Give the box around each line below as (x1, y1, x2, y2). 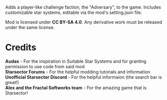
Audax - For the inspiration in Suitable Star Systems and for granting (5, 58, 146, 64)
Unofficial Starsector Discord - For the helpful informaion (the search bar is (5, 74, 162, 80)
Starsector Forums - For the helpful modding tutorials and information (5, 69, 150, 75)
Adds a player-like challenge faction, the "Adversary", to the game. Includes (5, 4, 161, 10)
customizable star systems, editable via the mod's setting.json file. (5, 9, 142, 15)
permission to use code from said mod (5, 63, 85, 69)
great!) (5, 79, 19, 85)
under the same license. (5, 24, 55, 30)
